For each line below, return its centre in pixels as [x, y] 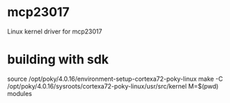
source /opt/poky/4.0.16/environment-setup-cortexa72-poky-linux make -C [115, 79]
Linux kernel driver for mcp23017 [55, 31]
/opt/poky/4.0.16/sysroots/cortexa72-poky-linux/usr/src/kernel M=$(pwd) [113, 86]
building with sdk [58, 60]
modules [20, 93]
